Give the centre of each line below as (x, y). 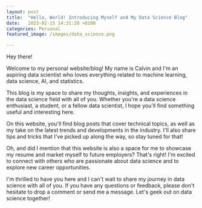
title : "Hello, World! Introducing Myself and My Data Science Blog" (97, 17)
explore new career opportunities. (48, 168)
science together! (28, 198)
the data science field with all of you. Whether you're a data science (91, 99)
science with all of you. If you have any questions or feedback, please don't (100, 186)
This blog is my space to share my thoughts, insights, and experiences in (97, 93)
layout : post (23, 12)
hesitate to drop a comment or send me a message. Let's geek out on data (99, 192)
